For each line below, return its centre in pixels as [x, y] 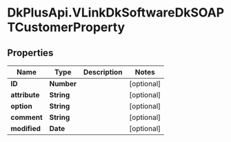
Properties [30, 53]
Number [63, 84]
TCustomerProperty [66, 27]
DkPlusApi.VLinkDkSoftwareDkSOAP [116, 13]
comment [27, 117]
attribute [25, 95]
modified [26, 129]
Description [103, 72]
